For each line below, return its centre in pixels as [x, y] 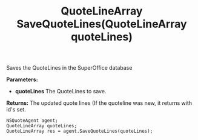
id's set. [16, 110]
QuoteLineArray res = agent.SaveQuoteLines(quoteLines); [80, 132]
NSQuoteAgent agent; [32, 121]
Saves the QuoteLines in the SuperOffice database [69, 68]
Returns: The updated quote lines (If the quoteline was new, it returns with [99, 103]
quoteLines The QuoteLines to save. [61, 92]
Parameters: [22, 79]
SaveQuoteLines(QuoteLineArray [102, 24]
